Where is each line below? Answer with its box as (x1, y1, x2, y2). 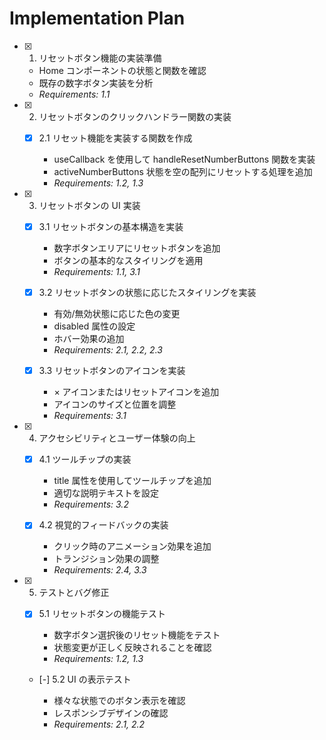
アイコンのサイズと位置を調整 (53, 398, 177, 411)
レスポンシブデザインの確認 (53, 707, 169, 719)
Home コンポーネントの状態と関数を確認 (38, 64, 207, 76)
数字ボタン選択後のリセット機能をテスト (53, 629, 221, 641)
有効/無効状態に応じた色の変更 (53, 308, 181, 320)
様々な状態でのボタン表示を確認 (53, 695, 186, 707)
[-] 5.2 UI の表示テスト (38, 673, 132, 686)
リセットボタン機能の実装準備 (38, 52, 162, 64)
